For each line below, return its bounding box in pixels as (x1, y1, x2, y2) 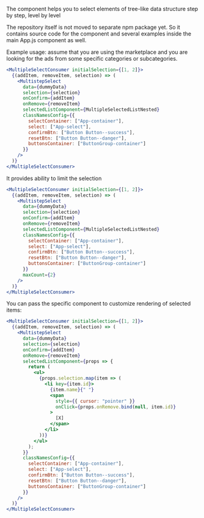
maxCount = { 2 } (22, 272, 56, 278)
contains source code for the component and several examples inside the (6, 30, 191, 37)
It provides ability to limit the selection (6, 175, 102, 182)
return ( (28, 364, 51, 370)
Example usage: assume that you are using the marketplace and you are (6, 48, 188, 56)
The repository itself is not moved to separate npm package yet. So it (6, 24, 180, 31)
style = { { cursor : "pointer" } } (55, 398, 136, 404)
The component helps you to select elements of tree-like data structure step (6, 6, 199, 12)
